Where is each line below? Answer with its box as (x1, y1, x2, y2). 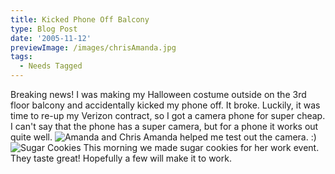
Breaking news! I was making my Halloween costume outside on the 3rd (10, 89, 307, 100)
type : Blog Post (10, 24, 78, 34)
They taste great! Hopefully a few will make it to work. (10, 152, 232, 164)
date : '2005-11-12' (10, 33, 92, 43)
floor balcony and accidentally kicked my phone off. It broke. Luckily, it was (10, 99, 321, 111)
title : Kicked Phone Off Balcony (10, 14, 150, 25)
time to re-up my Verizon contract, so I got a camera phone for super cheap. (10, 110, 326, 121)
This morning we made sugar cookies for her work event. (83, 142, 320, 153)
